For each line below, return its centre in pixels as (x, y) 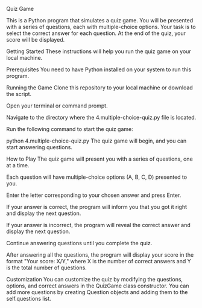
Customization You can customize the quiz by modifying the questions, (94, 279)
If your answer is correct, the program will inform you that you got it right (97, 207)
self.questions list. (29, 299)
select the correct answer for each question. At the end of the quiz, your (96, 33)
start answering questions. (39, 147)
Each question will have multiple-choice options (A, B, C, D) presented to (97, 177)
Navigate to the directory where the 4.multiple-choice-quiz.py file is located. (101, 117)
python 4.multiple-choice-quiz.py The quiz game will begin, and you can (96, 141)
